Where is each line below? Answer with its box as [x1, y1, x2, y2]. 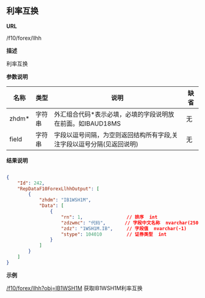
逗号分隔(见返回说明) [78, 140, 138, 148]
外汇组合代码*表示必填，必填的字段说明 [54, 110, 168, 118]
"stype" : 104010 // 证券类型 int [60, 231, 167, 237]
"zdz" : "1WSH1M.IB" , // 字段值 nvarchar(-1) [60, 225, 187, 231]
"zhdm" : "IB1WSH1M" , [38, 197, 92, 203]
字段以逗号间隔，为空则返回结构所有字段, [54, 130, 172, 139]
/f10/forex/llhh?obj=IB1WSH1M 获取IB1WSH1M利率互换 [6, 284, 143, 292]
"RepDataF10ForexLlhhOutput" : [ [17, 185, 99, 192]
